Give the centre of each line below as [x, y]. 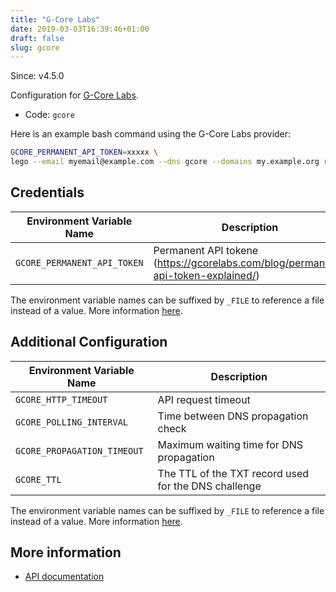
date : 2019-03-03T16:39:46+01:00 [80, 29]
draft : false [37, 38]
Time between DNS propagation [233, 416]
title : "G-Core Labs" [55, 19]
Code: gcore [49, 115]
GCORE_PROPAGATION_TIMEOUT [79, 450]
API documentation [64, 577]
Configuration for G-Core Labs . [74, 95]
